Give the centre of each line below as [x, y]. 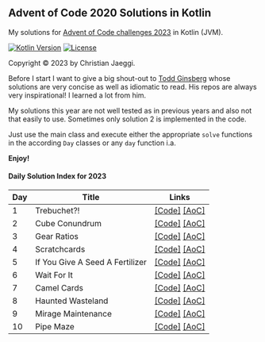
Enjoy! [19, 158]
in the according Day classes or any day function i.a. [92, 143]
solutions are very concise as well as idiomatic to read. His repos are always [133, 86]
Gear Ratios [57, 236]
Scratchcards [60, 249]
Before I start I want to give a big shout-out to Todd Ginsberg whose [119, 78]
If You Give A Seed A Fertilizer [91, 263]
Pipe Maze [55, 327]
